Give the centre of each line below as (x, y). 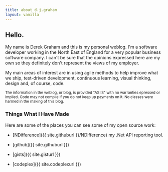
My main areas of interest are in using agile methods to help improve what (82, 73)
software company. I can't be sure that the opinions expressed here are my (83, 58)
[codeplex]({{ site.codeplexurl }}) (47, 164)
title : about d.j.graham (31, 10)
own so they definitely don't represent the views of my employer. (72, 63)
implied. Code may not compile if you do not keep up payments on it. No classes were (79, 97)
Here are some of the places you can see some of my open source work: (80, 125)
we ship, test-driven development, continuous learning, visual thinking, (78, 78)
